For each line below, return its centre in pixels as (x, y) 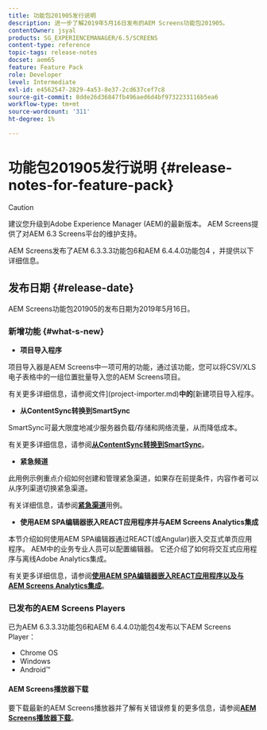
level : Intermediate (43, 82)
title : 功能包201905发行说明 (52, 16)
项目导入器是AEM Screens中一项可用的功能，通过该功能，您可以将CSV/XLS (132, 367)
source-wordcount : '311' (49, 112)
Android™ (35, 670)
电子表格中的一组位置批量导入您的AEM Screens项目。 (97, 377)
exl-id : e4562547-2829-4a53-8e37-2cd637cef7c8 (87, 89)
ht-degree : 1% (32, 119)
